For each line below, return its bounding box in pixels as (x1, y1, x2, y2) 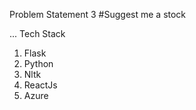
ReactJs (23, 79, 58, 91)
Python (23, 58, 54, 69)
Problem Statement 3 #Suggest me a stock (9, 9, 187, 20)
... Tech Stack (9, 28, 66, 39)
